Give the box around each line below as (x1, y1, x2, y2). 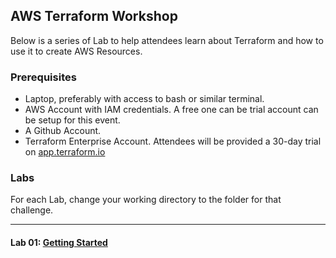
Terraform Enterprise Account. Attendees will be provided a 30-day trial (24, 135, 322, 148)
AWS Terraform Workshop (10, 8, 178, 25)
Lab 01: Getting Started (10, 237, 108, 248)
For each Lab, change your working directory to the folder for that (10, 194, 282, 206)
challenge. (10, 204, 54, 216)
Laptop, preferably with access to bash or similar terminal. (24, 93, 265, 105)
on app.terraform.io (24, 146, 106, 158)
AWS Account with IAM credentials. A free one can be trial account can (24, 104, 319, 116)
